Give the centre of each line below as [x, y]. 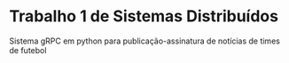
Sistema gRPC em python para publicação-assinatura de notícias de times [145, 41]
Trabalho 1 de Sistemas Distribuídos [144, 16]
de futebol [28, 50]
